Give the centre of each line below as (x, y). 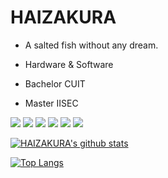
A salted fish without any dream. (91, 45)
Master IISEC (51, 103)
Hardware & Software (69, 64)
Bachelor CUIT (55, 83)
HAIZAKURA (63, 17)
